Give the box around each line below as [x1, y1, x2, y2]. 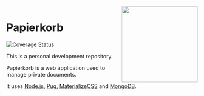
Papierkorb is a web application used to [6, 64, 106, 72]
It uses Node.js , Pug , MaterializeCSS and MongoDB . [6, 82, 137, 90]
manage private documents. [6, 70, 77, 78]
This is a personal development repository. [6, 52, 114, 60]
